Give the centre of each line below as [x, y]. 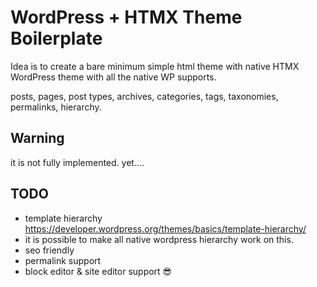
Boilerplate [56, 38]
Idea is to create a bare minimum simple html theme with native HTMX [155, 66]
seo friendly [49, 250]
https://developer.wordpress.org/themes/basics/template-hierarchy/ [165, 228]
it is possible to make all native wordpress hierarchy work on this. [159, 239]
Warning [37, 138]
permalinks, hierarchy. [56, 107]
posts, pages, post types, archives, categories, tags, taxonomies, [144, 96]
